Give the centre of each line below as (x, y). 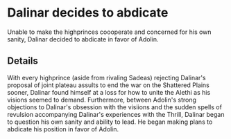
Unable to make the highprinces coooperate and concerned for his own (109, 32)
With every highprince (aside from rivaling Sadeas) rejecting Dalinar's (106, 77)
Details (23, 61)
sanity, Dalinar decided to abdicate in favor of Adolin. (83, 39)
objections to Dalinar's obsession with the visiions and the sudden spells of (114, 107)
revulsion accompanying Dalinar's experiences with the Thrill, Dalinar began (116, 114)
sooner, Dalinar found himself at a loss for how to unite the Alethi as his (109, 92)
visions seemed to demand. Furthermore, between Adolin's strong (102, 100)
